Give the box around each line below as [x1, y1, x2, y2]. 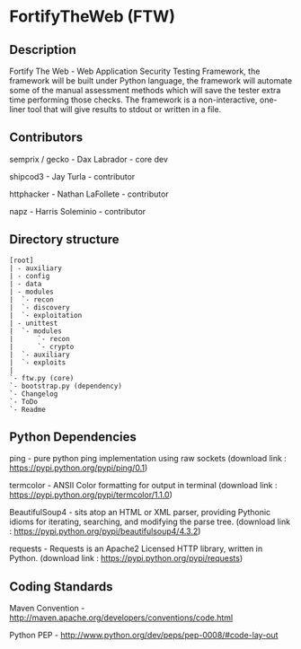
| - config [9, 271, 50, 280]
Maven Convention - [9, 603, 85, 614]
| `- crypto [9, 342, 75, 351]
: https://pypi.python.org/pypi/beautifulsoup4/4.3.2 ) [9, 526, 201, 537]
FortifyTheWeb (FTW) [9, 6, 175, 27]
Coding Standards [9, 579, 113, 594]
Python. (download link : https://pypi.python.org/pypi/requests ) [9, 553, 243, 564]
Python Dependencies [9, 429, 137, 445]
